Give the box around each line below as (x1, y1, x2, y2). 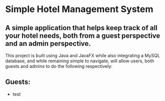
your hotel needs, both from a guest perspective (5, 31, 160, 40)
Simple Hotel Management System (5, 4, 154, 15)
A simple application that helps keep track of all (5, 24, 158, 32)
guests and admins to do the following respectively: (5, 63, 113, 69)
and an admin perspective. (5, 39, 91, 48)
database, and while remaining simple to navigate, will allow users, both (5, 58, 154, 64)
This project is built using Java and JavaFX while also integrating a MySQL (5, 53, 160, 58)
